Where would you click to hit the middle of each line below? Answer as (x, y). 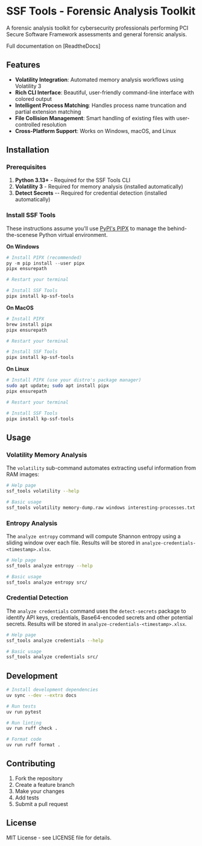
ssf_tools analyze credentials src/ (52, 657)
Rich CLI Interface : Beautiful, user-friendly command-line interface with (104, 92)
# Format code (24, 739)
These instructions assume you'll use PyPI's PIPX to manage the (86, 228)
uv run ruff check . (32, 728)
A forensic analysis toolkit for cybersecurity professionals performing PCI (97, 28)
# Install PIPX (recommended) (44, 257)
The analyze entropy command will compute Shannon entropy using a (93, 536)
